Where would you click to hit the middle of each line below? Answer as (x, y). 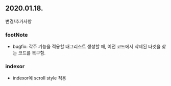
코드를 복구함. (32, 53)
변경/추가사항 (19, 21)
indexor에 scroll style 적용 (39, 78)
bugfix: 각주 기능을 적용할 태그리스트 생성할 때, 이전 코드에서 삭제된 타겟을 (87, 47)
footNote (17, 35)
